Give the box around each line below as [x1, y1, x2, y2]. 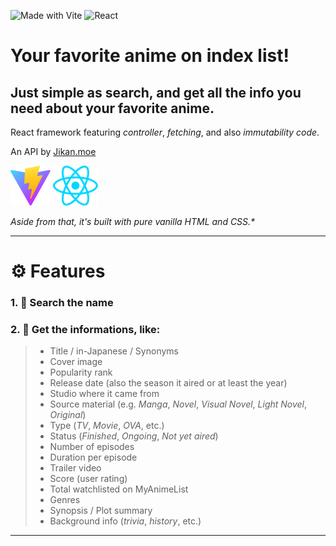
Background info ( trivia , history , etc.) [49, 515, 202, 527]
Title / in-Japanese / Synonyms [49, 345, 179, 357]
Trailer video [49, 462, 102, 474]
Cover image [49, 356, 103, 368]
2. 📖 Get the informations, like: [10, 323, 161, 337]
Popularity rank [49, 366, 113, 379]
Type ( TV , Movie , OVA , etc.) [49, 420, 165, 432]
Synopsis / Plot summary [49, 505, 153, 517]
